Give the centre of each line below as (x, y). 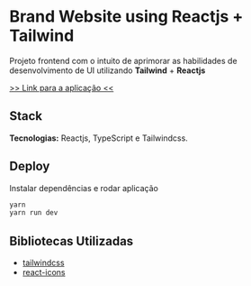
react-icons (44, 272)
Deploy (30, 166)
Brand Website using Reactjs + (126, 17)
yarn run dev (34, 213)
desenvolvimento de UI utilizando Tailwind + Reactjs (108, 70)
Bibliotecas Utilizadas (72, 241)
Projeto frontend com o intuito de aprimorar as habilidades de (123, 60)
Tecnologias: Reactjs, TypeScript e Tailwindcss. (99, 138)
